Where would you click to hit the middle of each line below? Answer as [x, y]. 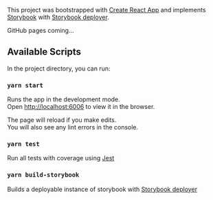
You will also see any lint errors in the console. [73, 127]
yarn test [23, 144]
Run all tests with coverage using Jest [61, 158]
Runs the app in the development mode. [64, 99]
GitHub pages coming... [41, 30]
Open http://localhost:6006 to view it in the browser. [81, 107]
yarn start [25, 85]
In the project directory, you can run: [59, 68]
